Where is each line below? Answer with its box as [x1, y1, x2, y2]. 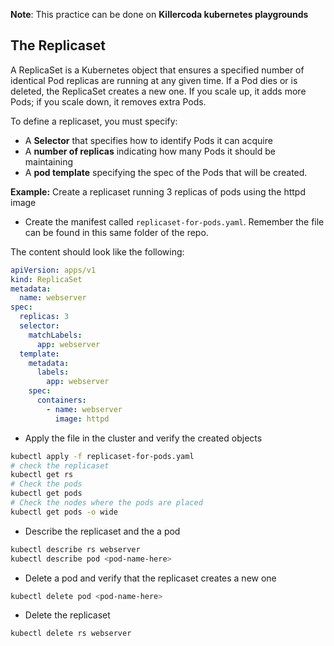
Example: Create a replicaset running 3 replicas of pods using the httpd [10, 185, 306, 198]
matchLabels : [28, 330, 83, 340]
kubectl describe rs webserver [10, 544, 141, 554]
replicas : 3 [19, 312, 70, 322]
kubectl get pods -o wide [10, 507, 118, 517]
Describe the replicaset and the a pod [24, 525, 181, 537]
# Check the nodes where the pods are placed [10, 498, 203, 508]
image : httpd [54, 414, 110, 424]
